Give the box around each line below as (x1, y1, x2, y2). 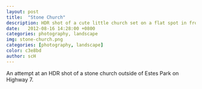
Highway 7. (6, 76, 34, 83)
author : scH (6, 53, 36, 59)
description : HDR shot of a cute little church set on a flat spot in (6, 20, 187, 26)
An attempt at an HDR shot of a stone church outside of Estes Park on (6, 69, 179, 76)
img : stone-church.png (6, 36, 63, 42)
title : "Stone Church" (6, 14, 66, 20)
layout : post (6, 8, 39, 15)
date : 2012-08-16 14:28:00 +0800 (6, 25, 96, 32)
